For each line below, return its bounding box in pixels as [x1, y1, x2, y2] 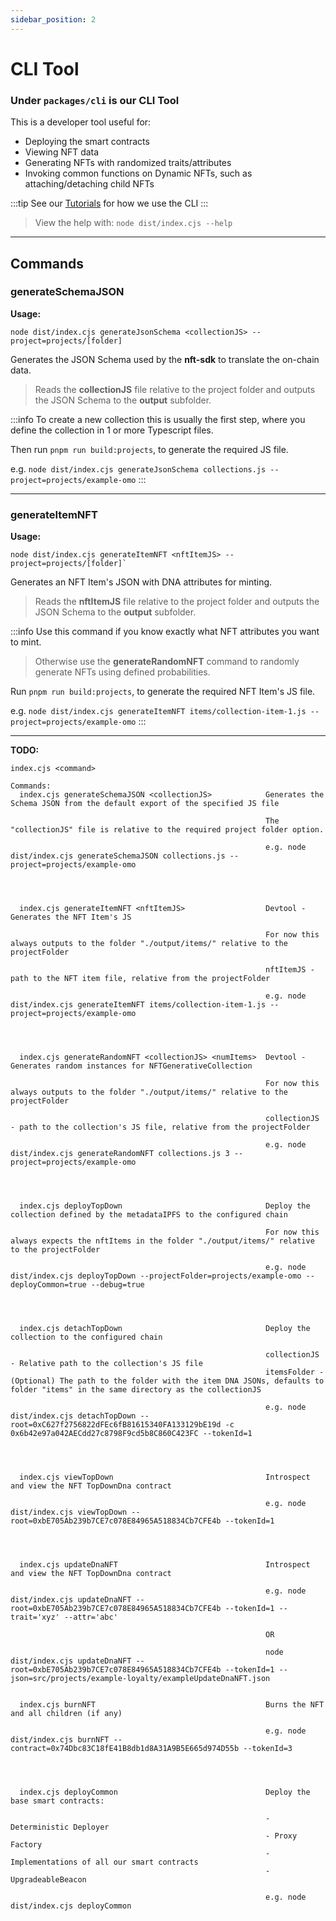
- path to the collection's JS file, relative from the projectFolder [10, 1122, 311, 1133]
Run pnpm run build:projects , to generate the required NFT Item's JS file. [10, 686, 316, 698]
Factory [10, 1840, 43, 1850]
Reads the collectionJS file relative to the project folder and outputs [34, 383, 316, 395]
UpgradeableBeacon [10, 1875, 87, 1885]
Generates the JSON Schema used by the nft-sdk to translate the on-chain [10, 353, 320, 365]
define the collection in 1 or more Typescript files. [10, 424, 214, 436]
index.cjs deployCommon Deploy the [19, 1787, 311, 1798]
